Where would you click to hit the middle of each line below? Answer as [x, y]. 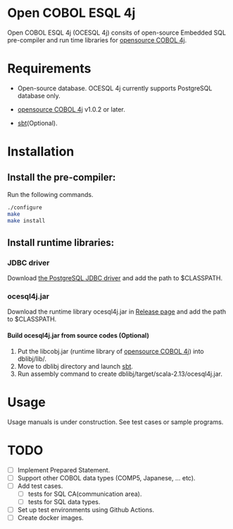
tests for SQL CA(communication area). [85, 494]
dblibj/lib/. [32, 359]
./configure [25, 207]
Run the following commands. [50, 194]
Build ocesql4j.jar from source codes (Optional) [78, 335]
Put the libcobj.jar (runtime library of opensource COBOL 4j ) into [111, 351]
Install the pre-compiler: [62, 178]
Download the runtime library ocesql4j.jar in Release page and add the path [117, 311]
